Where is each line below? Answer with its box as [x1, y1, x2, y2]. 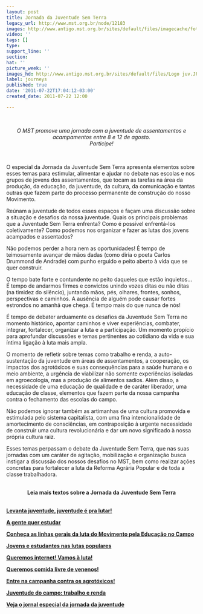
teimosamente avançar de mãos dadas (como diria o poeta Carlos [6, 251, 170, 258]
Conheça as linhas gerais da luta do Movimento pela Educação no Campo [6, 530, 195, 538]
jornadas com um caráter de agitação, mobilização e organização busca [6, 451, 186, 458]
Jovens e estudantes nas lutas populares [6, 542, 112, 549]
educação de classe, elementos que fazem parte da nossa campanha [6, 389, 179, 397]
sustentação [6, 357, 37, 364]
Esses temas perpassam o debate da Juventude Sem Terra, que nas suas [6, 444, 190, 452]
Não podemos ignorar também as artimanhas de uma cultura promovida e [6, 407, 190, 415]
